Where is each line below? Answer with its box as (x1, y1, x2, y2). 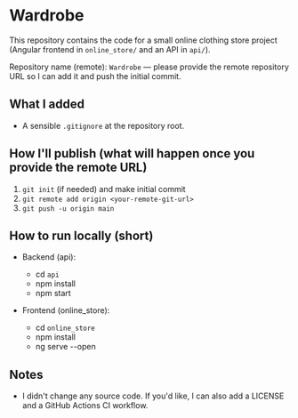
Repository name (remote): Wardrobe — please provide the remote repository (9, 61, 289, 72)
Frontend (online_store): (21, 305, 110, 316)
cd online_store (35, 322, 96, 334)
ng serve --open (35, 342, 96, 352)
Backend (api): (21, 252, 77, 262)
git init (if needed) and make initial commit (21, 183, 186, 194)
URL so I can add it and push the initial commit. (9, 70, 181, 81)
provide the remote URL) (9, 160, 148, 175)
